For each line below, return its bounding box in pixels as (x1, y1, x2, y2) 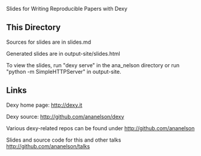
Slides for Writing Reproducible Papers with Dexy (6, 5, 127, 12)
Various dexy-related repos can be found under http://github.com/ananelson (6, 124, 195, 131)
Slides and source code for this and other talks (6, 136, 121, 143)
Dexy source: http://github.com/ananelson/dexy (6, 113, 124, 120)
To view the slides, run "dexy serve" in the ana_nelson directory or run (6, 61, 179, 68)
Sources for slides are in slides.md (6, 38, 92, 46)
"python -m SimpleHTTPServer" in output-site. (6, 68, 121, 75)
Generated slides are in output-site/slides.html (6, 50, 121, 57)
